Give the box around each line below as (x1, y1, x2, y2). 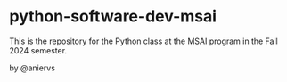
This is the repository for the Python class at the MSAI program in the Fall (9, 36, 278, 46)
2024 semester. (9, 45, 68, 55)
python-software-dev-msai (9, 6, 217, 27)
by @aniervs (9, 62, 56, 73)
